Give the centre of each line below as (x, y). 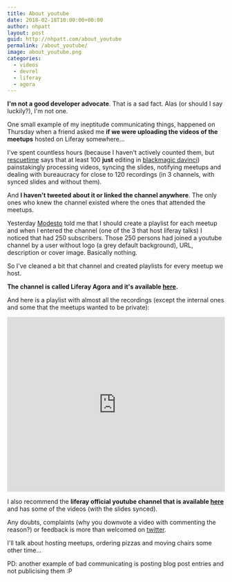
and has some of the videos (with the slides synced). (82, 509)
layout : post (26, 33)
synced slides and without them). (55, 182)
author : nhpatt (29, 26)
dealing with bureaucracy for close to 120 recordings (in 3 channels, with (111, 175)
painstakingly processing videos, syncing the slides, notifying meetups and (114, 167)
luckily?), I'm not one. (38, 111)
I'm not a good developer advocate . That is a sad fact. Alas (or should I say (115, 104)
